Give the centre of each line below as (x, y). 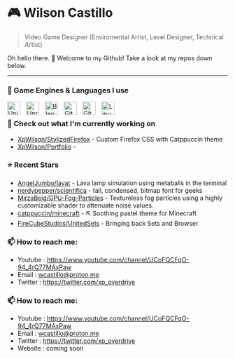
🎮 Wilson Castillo (60, 13)
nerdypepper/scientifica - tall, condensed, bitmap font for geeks (110, 190)
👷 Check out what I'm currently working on (81, 124)
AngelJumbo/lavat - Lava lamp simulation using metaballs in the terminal (122, 183)
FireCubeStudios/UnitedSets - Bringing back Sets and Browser (108, 223)
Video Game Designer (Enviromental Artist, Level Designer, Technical (124, 37)
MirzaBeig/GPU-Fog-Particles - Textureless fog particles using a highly (120, 198)
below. (17, 65)
